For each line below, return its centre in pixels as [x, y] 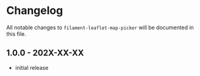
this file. [16, 33]
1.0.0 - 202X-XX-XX [45, 53]
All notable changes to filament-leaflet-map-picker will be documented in [100, 27]
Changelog [35, 11]
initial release [32, 67]
